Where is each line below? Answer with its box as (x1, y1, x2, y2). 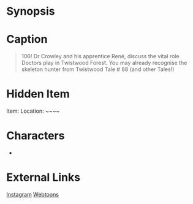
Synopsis (6, 4, 55, 18)
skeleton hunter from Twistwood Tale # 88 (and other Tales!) (21, 66, 175, 73)
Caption (6, 32, 48, 47)
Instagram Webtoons (6, 191, 59, 198)
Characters (6, 129, 65, 143)
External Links (6, 170, 81, 184)
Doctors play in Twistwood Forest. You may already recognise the (21, 59, 187, 67)
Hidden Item (6, 87, 70, 101)
